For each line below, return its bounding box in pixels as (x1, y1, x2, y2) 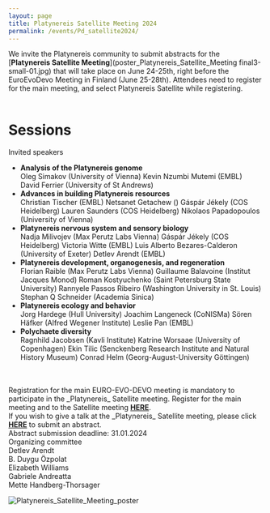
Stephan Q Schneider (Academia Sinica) (19, 293, 155, 302)
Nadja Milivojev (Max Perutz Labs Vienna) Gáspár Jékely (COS (19, 232, 229, 242)
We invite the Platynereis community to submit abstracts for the (8, 49, 221, 59)
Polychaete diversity (19, 327, 91, 336)
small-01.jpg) (8, 66, 52, 76)
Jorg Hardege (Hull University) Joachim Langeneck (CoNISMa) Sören (19, 310, 252, 319)
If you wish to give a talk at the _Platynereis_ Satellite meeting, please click (8, 411, 257, 421)
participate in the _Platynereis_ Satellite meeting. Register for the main (8, 394, 242, 404)
